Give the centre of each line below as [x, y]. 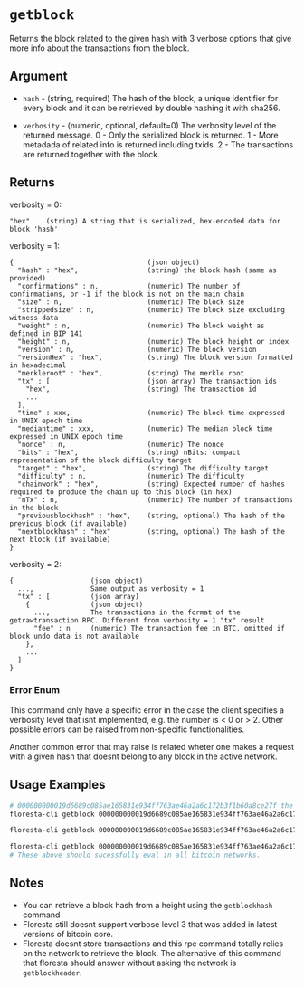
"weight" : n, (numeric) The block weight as [141, 326]
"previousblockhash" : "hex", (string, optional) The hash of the [151, 516]
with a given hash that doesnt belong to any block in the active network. [143, 756]
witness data [34, 318]
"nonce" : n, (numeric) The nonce [121, 444]
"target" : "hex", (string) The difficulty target [143, 468]
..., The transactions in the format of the [137, 612]
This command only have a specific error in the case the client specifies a [147, 710]
